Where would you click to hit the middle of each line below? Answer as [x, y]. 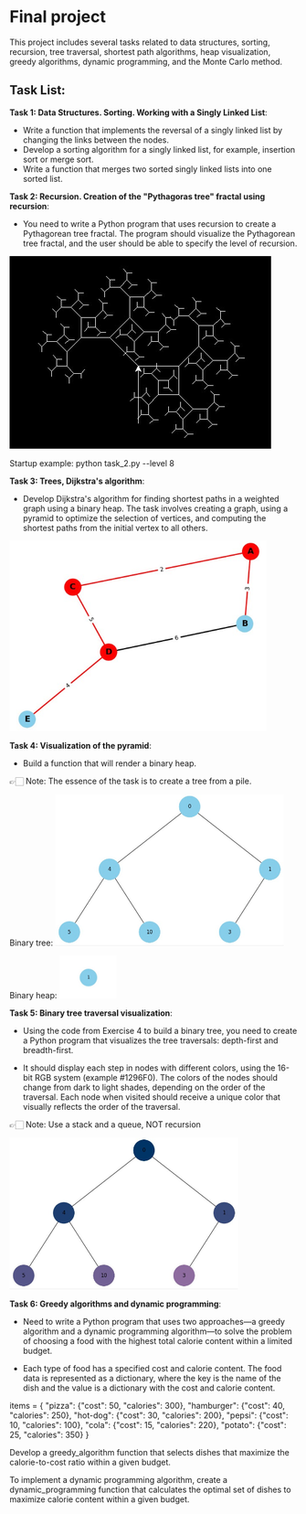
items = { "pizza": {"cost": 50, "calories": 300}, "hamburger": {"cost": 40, [148, 1406]
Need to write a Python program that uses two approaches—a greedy [154, 1322]
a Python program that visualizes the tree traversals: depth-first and [150, 1040]
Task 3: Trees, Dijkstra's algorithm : [77, 481]
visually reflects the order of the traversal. [101, 1106]
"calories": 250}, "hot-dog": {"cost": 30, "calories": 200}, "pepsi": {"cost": [149, 1415]
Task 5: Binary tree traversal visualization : [91, 1013]
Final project [58, 17]
